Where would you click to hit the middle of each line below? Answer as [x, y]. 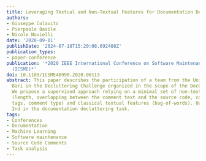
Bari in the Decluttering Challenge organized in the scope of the [100, 86]
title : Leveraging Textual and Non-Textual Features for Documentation [100, 12]
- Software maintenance [37, 137]
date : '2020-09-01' [31, 40]
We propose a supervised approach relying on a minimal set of [94, 92]
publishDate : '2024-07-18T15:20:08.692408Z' [64, 47]
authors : [17, 18]
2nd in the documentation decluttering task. [71, 109]
